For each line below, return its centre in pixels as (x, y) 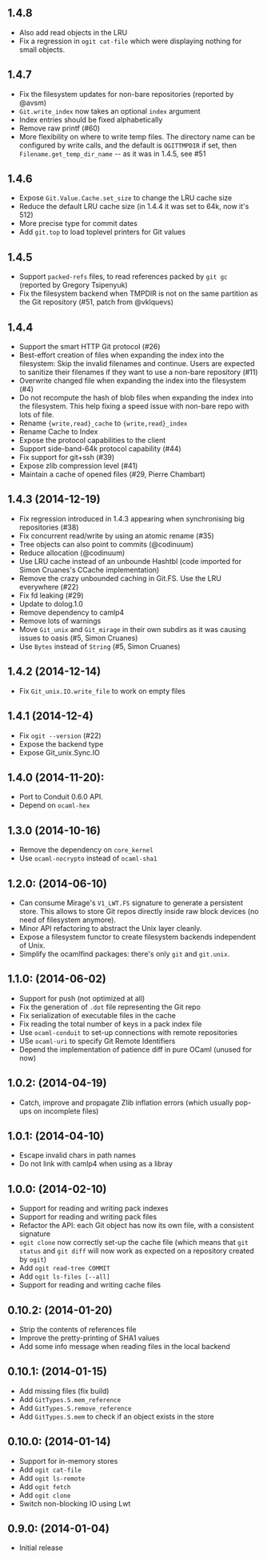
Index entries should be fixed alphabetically (91, 119)
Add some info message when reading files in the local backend (125, 1346)
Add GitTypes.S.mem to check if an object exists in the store (117, 1416)
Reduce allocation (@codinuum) (72, 553)
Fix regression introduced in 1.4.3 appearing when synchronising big (132, 518)
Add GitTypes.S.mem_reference (70, 1399)
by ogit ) (33, 1259)
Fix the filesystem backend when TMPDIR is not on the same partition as (138, 294)
